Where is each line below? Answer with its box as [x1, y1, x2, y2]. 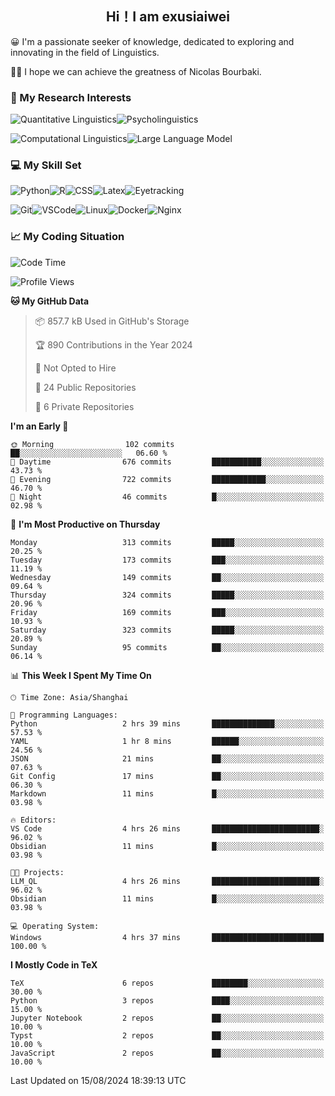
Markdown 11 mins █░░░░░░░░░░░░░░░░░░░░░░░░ [10, 788, 325, 799]
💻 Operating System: [10, 921, 100, 931]
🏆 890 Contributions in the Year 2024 [34, 338, 193, 351]
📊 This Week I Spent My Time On [10, 669, 152, 681]
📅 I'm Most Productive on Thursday [10, 518, 161, 530]
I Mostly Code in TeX [10, 958, 98, 971]
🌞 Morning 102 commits [10, 439, 175, 449]
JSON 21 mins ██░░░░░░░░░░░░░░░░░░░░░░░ [10, 753, 325, 764]
